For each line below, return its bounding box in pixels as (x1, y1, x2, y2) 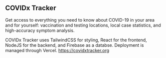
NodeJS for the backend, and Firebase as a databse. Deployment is (5, 42, 144, 48)
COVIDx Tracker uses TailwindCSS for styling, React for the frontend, (5, 37, 147, 43)
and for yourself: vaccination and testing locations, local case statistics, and (5, 22, 161, 28)
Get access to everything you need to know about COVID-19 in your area (5, 17, 155, 23)
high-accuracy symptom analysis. (5, 27, 75, 33)
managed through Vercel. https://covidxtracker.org (5, 47, 110, 53)
